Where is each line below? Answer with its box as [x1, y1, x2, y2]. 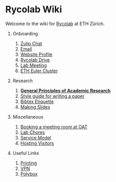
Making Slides [20, 104, 50, 110]
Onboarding [12, 30, 38, 36]
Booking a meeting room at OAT [20, 124, 88, 130]
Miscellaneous [12, 114, 43, 120]
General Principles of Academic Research [20, 87, 111, 93]
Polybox [20, 171, 38, 177]
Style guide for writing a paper [20, 93, 85, 99]
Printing [20, 160, 37, 166]
